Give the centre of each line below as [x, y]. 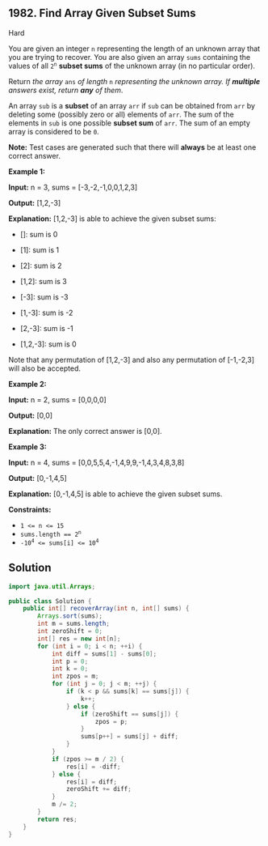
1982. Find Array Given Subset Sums [102, 13]
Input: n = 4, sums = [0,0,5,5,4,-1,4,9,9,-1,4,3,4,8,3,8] [96, 462]
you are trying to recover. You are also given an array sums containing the [130, 57]
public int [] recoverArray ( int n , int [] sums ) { [106, 609]
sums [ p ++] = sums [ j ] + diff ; [130, 737]
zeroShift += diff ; [98, 789]
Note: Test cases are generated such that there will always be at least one [132, 147]
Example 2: [27, 384]
